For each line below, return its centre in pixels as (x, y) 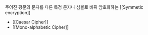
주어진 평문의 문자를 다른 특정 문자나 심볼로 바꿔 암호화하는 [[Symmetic (74, 7)
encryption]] (18, 13)
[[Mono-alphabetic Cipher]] (40, 27)
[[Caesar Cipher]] (30, 22)
